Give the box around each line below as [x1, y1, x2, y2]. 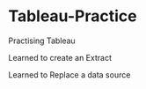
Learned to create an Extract [8, 52, 112, 63]
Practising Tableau [8, 35, 76, 46]
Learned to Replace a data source [8, 69, 131, 80]
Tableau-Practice [8, 6, 137, 26]
